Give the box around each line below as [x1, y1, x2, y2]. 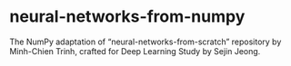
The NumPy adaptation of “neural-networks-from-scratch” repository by [9, 36, 282, 47]
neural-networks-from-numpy [9, 6, 246, 27]
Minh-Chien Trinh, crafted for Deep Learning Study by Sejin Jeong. [9, 45, 261, 56]
